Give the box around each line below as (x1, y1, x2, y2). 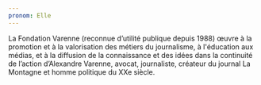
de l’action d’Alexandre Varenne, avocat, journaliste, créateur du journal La (8, 59, 251, 68)
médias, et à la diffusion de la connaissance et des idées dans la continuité (8, 50, 253, 60)
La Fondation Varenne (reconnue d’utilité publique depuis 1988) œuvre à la (8, 33, 252, 43)
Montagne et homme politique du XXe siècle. (8, 67, 155, 76)
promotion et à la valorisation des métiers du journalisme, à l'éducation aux (8, 41, 254, 52)
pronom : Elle (8, 11, 52, 20)
